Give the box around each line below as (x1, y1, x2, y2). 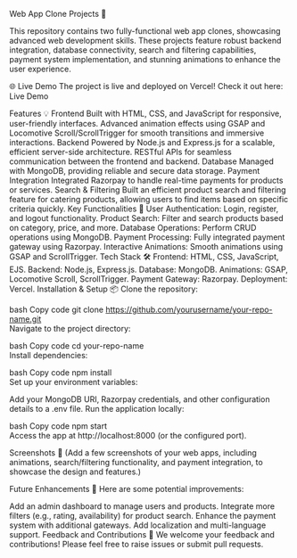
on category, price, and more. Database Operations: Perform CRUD (9, 223, 257, 233)
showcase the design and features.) (9, 466, 141, 477)
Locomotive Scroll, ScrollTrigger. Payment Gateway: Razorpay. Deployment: (9, 274, 288, 284)
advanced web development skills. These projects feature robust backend (9, 36, 282, 45)
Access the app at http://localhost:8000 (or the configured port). (9, 431, 247, 440)
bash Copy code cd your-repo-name (9, 341, 144, 351)
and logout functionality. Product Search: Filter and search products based (9, 213, 284, 223)
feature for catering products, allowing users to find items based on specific (9, 194, 289, 204)
